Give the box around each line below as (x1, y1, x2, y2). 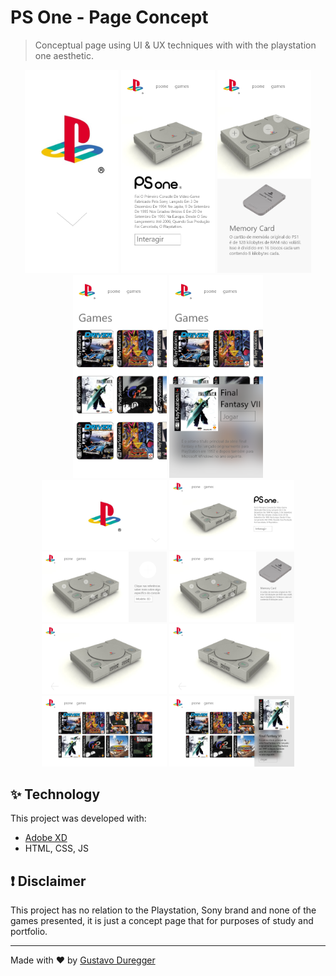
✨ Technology (10, 786, 101, 803)
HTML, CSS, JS (24, 842, 89, 855)
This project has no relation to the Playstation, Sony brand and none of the (10, 904, 317, 916)
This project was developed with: (10, 812, 147, 825)
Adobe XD (24, 832, 68, 844)
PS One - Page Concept (10, 6, 209, 29)
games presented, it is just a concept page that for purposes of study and (10, 915, 314, 927)
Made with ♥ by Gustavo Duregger (10, 954, 156, 966)
